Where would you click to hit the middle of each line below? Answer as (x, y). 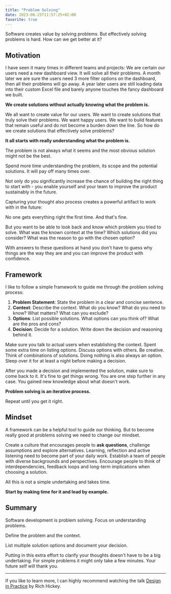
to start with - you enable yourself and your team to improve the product (81, 187)
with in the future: (24, 208)
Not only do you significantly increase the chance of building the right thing (84, 181)
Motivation (23, 55)
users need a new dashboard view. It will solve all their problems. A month (83, 73)
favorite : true (21, 19)
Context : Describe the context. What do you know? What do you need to (89, 307)
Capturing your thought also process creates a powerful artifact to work (81, 202)
